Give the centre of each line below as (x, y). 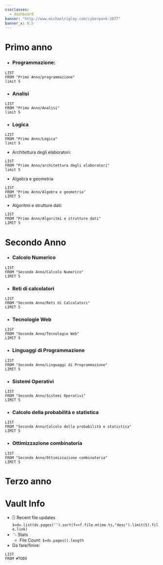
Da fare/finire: (26, 545)
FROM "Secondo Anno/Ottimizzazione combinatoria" (56, 457)
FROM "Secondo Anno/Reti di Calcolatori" (48, 303)
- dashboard (22, 14)
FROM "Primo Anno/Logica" (31, 139)
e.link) (20, 529)
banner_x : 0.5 (19, 23)
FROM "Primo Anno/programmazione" (40, 77)
